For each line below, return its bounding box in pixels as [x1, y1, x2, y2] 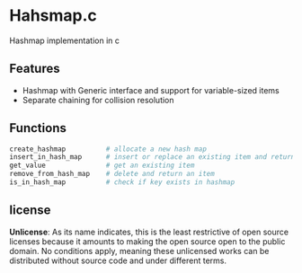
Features [9, 61, 60, 76]
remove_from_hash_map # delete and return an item [9, 170, 216, 179]
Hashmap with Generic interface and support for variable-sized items [22, 84, 280, 95]
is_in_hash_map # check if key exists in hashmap [9, 178, 235, 187]
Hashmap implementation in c [9, 35, 120, 46]
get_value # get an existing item [9, 161, 195, 171]
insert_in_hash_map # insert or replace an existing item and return [9, 153, 296, 162]
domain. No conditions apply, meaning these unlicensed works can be [9, 245, 270, 256]
